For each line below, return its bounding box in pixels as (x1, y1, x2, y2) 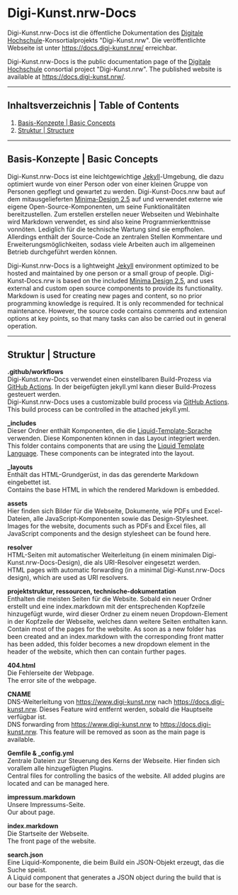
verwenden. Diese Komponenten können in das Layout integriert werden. (7, 434, 221, 443)
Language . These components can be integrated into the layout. (7, 449, 195, 458)
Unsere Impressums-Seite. (7, 801, 86, 809)
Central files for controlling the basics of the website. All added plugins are (7, 772, 225, 780)
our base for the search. (7, 881, 78, 889)
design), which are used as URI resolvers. (7, 573, 129, 582)
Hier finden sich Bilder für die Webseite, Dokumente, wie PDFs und (7, 507, 203, 515)
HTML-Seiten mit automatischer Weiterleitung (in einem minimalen (7, 551, 201, 559)
